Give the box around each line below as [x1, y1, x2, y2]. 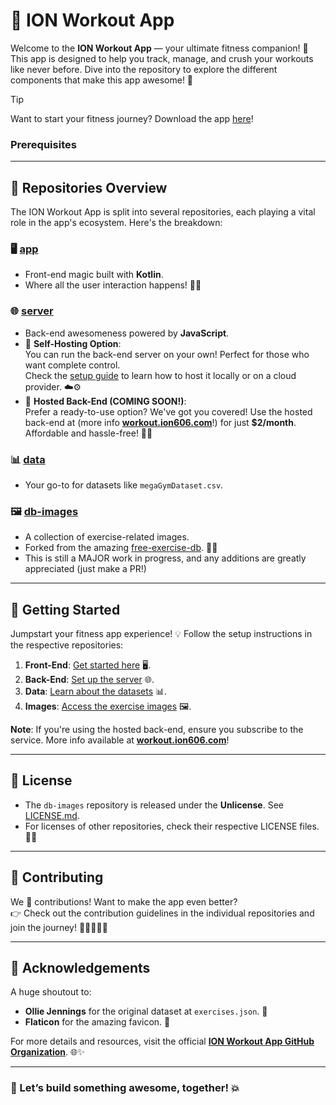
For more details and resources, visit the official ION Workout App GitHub [10, 1035, 315, 1048]
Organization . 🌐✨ [10, 1046, 85, 1058]
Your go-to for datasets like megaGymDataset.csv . [24, 479, 224, 491]
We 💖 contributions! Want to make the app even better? [10, 895, 238, 908]
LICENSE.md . [24, 809, 80, 821]
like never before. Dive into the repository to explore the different [10, 63, 278, 75]
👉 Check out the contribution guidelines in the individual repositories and [10, 907, 315, 919]
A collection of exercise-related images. [24, 531, 190, 543]
